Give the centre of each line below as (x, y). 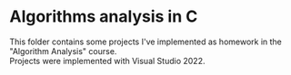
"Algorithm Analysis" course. (63, 51)
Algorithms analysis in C (104, 17)
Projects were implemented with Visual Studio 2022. (107, 61)
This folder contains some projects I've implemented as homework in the (145, 42)
